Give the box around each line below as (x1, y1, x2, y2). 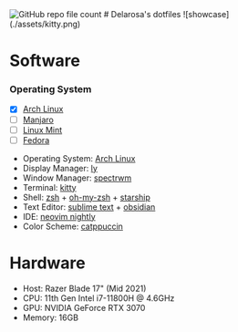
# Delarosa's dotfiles (103, 9, 181, 19)
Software (9, 50, 80, 71)
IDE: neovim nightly (22, 211, 96, 222)
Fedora (22, 134, 50, 145)
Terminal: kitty (22, 182, 77, 192)
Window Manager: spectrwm (22, 172, 132, 183)
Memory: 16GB (22, 312, 79, 323)
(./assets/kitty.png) (9, 18, 81, 29)
